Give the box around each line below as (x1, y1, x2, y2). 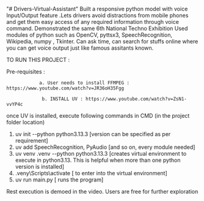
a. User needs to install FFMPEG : (38, 80, 130, 86)
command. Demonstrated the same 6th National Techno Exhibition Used (6, 25, 188, 32)
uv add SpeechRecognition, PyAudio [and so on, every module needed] (15, 143, 195, 151)
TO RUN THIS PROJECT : (6, 56, 70, 63)
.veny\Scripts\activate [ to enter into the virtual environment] (15, 170, 168, 176)
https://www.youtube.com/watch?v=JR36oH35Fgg (6, 85, 124, 91)
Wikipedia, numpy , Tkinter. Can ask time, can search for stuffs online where (6, 38, 199, 45)
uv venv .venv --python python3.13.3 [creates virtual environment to (15, 150, 187, 157)
